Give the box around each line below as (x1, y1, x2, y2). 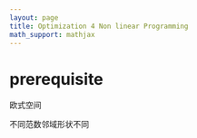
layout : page (9, 13, 59, 23)
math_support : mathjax (9, 30, 95, 39)
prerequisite (9, 69, 104, 89)
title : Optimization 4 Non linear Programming (9, 22, 189, 31)
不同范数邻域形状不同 (9, 119, 89, 130)
